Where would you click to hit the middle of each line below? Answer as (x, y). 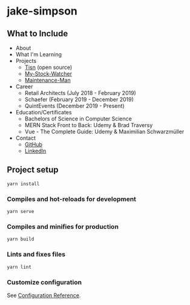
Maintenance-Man (48, 80)
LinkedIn (35, 151)
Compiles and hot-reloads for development (72, 199)
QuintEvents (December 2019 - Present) (74, 106)
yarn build (21, 239)
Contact (25, 138)
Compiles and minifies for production (63, 227)
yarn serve (21, 212)
